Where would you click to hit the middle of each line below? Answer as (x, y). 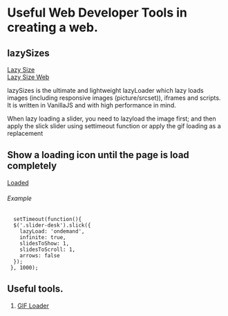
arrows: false (40, 256)
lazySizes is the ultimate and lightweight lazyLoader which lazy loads (105, 90)
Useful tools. (35, 289)
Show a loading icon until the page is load (98, 155)
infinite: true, (43, 238)
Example (20, 198)
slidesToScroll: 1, (48, 250)
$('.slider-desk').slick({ (52, 226)
